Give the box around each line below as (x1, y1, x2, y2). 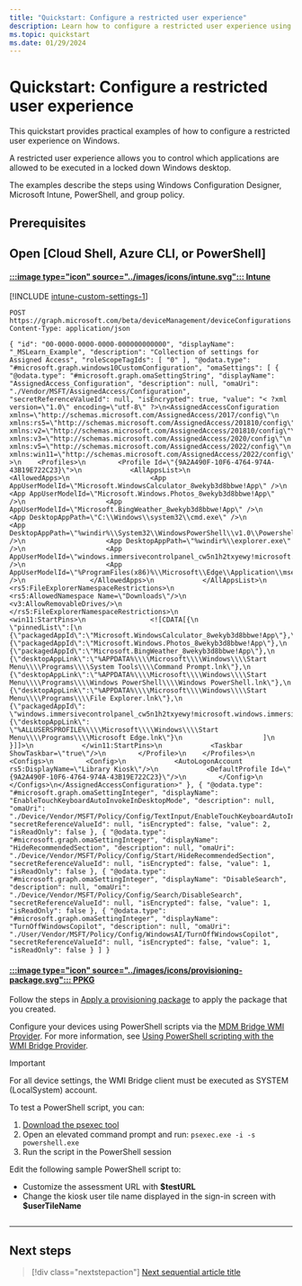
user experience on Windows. (9, 136, 120, 147)
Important (9, 1058, 46, 1068)
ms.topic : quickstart (9, 30, 91, 39)
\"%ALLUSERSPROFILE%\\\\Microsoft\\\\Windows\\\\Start (9, 726, 219, 735)
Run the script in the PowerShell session (22, 1147, 173, 1157)
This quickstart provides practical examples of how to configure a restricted (9, 126, 290, 137)
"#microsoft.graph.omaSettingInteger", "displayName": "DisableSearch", (9, 875, 288, 884)
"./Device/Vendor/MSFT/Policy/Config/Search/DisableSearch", (9, 891, 244, 900)
